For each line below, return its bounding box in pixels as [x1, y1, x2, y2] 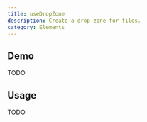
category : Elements [7, 23, 65, 30]
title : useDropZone [7, 10, 65, 18]
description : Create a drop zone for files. [7, 17, 141, 24]
